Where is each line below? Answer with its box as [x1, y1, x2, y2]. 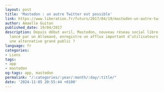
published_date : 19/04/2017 [5, 25, 62, 30]
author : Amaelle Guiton [5, 20, 54, 26]
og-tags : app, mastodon [5, 71, 54, 75]
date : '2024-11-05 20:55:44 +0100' [5, 79, 78, 84]
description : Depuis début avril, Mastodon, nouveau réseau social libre [5, 30, 159, 35]
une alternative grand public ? [9, 39, 76, 44]
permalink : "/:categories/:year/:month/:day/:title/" [5, 75, 117, 80]
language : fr [5, 43, 32, 48]
